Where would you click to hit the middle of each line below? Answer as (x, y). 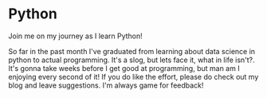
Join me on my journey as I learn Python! (76, 36)
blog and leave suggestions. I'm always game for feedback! (106, 85)
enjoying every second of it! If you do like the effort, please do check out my (133, 76)
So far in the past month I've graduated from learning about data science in (132, 51)
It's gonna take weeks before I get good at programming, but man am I (124, 68)
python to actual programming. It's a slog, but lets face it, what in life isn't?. (132, 60)
